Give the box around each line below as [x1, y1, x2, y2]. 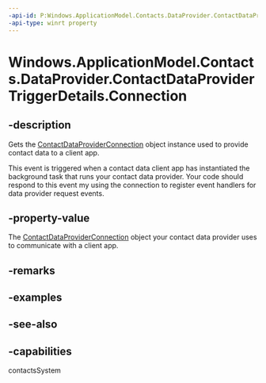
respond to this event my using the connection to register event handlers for [8, 180, 256, 190]
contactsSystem [8, 366, 62, 375]
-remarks [8, 263, 55, 278]
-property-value [8, 211, 90, 224]
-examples [8, 291, 63, 304]
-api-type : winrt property [8, 19, 97, 27]
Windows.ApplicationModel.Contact [8, 53, 255, 71]
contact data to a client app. [8, 147, 100, 157]
